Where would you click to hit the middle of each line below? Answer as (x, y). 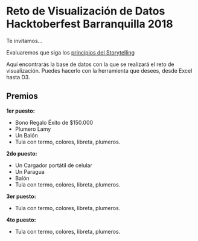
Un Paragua (30, 171)
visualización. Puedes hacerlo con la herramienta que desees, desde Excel (99, 70)
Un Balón (26, 135)
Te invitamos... (24, 41)
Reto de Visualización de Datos (86, 11)
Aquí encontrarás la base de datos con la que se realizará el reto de (90, 64)
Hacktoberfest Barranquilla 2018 (90, 24)
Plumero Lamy (33, 129)
